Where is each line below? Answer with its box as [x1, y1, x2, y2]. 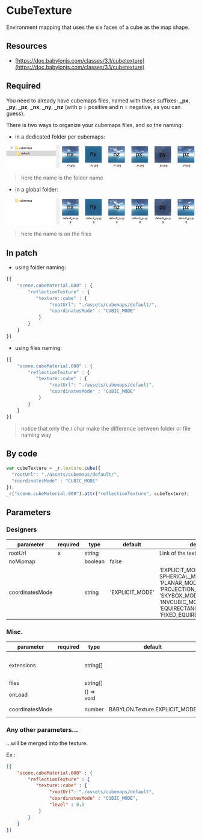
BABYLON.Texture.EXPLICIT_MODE [109, 706, 197, 713]
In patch [6, 248, 38, 258]
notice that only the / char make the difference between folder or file [20, 425, 191, 432]
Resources [6, 41, 47, 51]
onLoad [8, 691, 28, 699]
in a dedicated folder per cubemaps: [14, 133, 105, 140]
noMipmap [8, 558, 35, 565]
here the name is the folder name [20, 174, 103, 181]
